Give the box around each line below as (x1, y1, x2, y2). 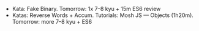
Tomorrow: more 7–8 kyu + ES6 (12, 18, 92, 25)
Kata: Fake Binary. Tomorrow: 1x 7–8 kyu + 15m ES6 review (12, 5, 161, 12)
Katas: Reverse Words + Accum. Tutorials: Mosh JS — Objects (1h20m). (12, 12, 194, 19)
